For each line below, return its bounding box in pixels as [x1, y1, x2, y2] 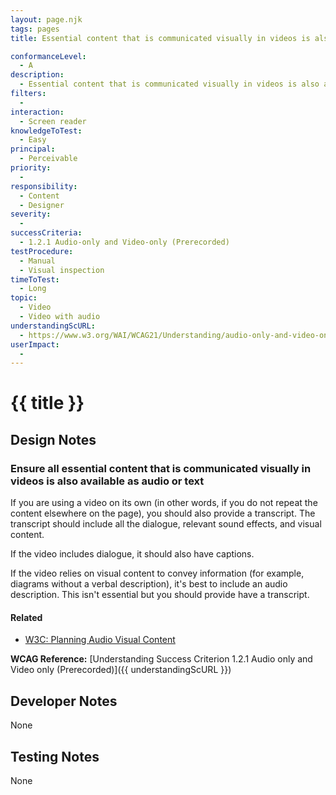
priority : [10, 163, 52, 173]
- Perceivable [19, 154, 78, 164]
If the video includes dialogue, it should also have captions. [10, 548, 255, 560]
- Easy [19, 135, 47, 145]
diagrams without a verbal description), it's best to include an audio [10, 578, 288, 590]
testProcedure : [10, 246, 74, 256]
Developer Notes [10, 692, 118, 710]
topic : [10, 293, 38, 303]
